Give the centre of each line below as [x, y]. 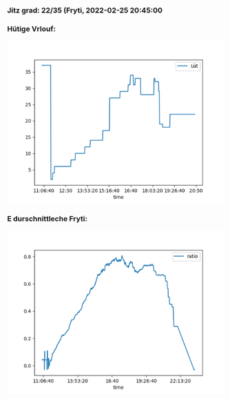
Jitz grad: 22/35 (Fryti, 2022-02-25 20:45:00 [85, 10]
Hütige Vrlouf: [32, 28]
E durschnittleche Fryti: [48, 219]
